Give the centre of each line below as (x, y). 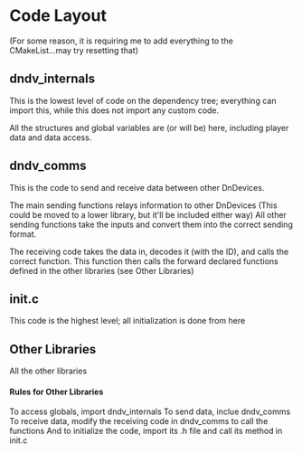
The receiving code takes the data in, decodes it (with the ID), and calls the (149, 251)
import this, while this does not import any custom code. (114, 110)
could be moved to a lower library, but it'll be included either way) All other (148, 214)
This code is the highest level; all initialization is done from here (127, 321)
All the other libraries (48, 371)
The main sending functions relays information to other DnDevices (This (143, 205)
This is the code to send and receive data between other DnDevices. (137, 187)
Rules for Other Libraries (57, 392)
